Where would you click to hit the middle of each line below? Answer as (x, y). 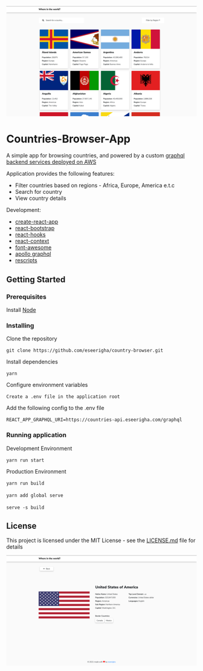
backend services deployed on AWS (51, 162)
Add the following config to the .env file (55, 408)
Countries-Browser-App (69, 139)
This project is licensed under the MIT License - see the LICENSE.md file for (101, 540)
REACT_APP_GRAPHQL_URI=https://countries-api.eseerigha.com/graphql (94, 420)
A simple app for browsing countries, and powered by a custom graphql (96, 156)
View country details (40, 198)
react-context (32, 241)
